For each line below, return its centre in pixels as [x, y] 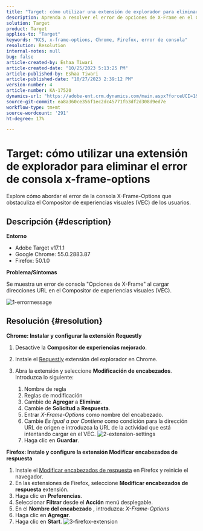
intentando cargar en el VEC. [60, 434]
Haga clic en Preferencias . [49, 495]
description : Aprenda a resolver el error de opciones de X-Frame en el [100, 18]
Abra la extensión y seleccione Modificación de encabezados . [93, 371]
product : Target [27, 29]
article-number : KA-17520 [39, 91]
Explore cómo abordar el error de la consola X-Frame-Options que [89, 196]
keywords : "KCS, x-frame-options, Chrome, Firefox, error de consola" [97, 40]
